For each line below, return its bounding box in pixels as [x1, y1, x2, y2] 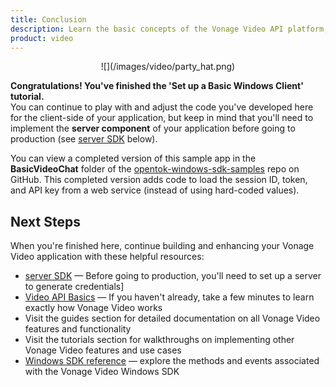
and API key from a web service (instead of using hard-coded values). [10, 184, 300, 196]
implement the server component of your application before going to [10, 122, 296, 135]
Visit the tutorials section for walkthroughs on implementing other [24, 334, 295, 346]
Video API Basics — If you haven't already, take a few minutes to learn [24, 291, 315, 303]
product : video [10, 33, 74, 43]
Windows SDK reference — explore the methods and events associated [24, 355, 320, 367]
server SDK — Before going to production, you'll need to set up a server [24, 270, 322, 282]
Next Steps [10, 213, 81, 230]
